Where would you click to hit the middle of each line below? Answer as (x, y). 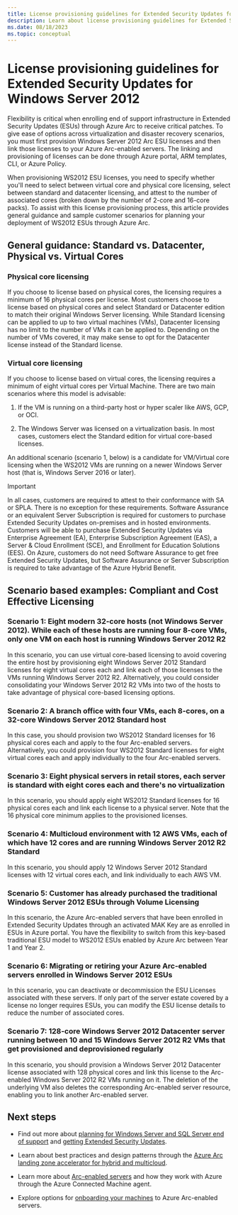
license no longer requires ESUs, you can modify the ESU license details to (117, 1006)
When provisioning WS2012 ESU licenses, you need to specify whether (111, 177)
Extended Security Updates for (100, 84)
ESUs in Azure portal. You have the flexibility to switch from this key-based (117, 933)
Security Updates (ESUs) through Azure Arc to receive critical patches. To (115, 126)
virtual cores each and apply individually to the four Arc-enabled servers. (114, 758)
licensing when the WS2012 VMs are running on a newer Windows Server (115, 465)
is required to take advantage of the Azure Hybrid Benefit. (92, 568)
